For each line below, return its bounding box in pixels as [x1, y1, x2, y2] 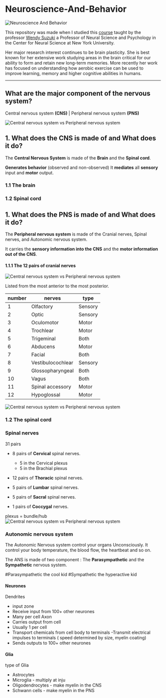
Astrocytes [12, 672, 35, 678]
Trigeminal [31, 335, 56, 342]
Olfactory [31, 303, 53, 310]
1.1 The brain [5, 182, 36, 189]
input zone [12, 603, 35, 609]
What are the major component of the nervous [5, 89, 151, 98]
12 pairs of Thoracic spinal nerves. [12, 475, 83, 481]
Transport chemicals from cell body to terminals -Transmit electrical [12, 629, 151, 635]
